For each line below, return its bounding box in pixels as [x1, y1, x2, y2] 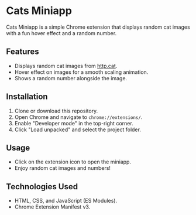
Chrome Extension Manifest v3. [14, 203, 91, 210]
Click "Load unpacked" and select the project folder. [14, 126, 142, 133]
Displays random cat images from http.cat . [14, 62, 118, 69]
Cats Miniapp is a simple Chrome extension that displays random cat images [6, 23, 190, 30]
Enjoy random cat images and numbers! [14, 165, 111, 172]
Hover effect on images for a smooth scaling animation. [14, 69, 149, 76]
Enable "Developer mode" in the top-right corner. [14, 120, 133, 127]
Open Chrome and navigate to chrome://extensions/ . [14, 113, 143, 121]
